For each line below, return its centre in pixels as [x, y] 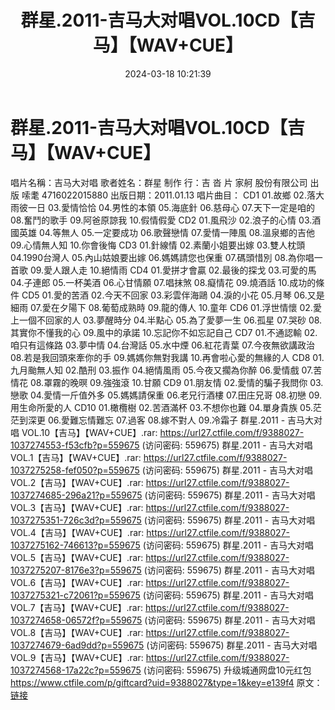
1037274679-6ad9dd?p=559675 [77, 645]
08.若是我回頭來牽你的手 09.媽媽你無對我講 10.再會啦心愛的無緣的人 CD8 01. [167, 357]
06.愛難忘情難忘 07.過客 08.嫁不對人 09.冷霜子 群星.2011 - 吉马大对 [185, 420]
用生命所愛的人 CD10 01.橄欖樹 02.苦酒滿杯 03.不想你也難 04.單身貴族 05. [161, 407]
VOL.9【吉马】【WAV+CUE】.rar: [77, 657]
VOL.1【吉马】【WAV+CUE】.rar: [76, 457]
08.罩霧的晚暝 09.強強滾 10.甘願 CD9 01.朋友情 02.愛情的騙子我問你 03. [176, 382]
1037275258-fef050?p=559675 [75, 470]
